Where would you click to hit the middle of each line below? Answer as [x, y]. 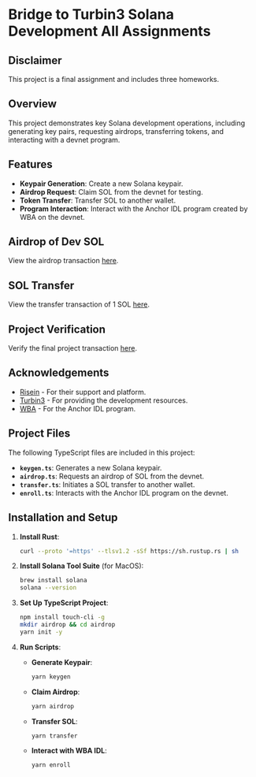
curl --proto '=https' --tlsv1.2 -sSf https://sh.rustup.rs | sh [129, 551]
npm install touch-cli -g [62, 617]
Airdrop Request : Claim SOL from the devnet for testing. [111, 191]
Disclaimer [35, 60]
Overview [33, 104]
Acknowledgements [59, 373]
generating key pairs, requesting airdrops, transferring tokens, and [116, 131]
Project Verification [57, 329]
